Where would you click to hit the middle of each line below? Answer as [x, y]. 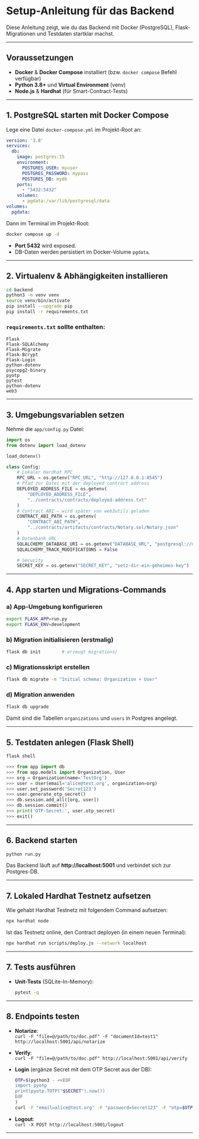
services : [18, 146]
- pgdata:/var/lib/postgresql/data [66, 201]
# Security [30, 560]
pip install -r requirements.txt [47, 312]
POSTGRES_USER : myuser [50, 168]
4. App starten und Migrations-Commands [86, 590]
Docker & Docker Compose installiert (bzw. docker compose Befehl [96, 72]
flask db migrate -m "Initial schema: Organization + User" [82, 679]
